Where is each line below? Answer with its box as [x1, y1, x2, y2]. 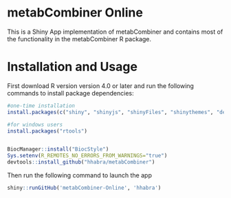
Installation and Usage [7, 59, 137, 75]
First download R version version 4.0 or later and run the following [7, 81, 195, 90]
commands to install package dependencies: [7, 89, 134, 97]
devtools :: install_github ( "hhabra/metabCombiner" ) [7, 159, 155, 166]
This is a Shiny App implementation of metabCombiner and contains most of [7, 27, 223, 36]
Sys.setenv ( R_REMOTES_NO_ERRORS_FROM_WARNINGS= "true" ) [7, 153, 168, 159]
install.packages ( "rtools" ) [7, 127, 88, 135]
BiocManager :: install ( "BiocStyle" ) [7, 146, 109, 153]
